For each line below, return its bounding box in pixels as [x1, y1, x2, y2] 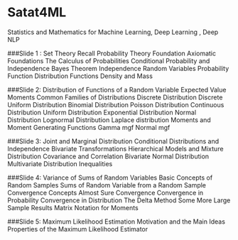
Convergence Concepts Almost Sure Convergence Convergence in [7, 188, 204, 197]
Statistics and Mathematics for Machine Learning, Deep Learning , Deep [7, 28, 219, 36]
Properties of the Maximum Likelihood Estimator [7, 224, 148, 233]
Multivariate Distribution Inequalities [7, 159, 113, 168]
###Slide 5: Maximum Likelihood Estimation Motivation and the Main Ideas [7, 217, 226, 226]
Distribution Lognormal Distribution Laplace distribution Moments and [7, 115, 211, 124]
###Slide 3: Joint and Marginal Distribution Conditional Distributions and [7, 136, 219, 146]
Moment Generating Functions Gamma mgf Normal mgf [7, 123, 171, 131]
